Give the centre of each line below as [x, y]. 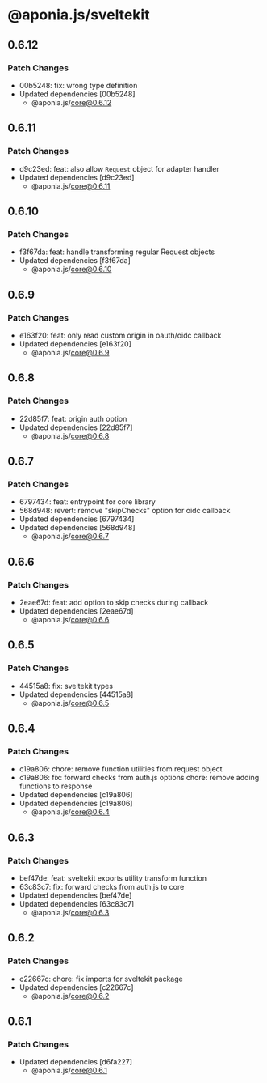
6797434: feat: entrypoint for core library [88, 502]
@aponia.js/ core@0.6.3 [70, 913]
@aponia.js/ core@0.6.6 [70, 620]
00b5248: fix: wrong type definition [78, 85]
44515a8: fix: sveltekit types [66, 686]
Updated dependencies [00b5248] [77, 94]
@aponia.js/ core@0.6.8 [70, 435]
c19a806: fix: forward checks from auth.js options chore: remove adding [139, 778]
